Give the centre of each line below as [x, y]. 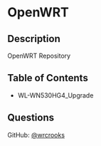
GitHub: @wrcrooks [36, 135]
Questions [31, 118]
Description [34, 39]
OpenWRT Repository [39, 56]
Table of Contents [48, 78]
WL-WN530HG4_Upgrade [55, 95]
